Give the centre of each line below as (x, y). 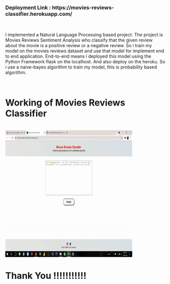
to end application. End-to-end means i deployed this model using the (78, 56)
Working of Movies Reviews (65, 103)
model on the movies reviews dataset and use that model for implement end (85, 51)
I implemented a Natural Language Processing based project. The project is (84, 35)
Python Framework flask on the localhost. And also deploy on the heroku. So (85, 62)
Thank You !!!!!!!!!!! (46, 276)
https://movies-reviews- (83, 8)
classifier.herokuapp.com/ (39, 14)
